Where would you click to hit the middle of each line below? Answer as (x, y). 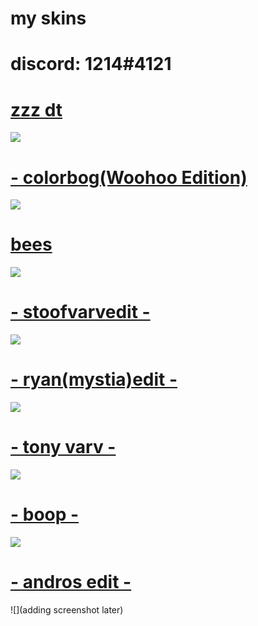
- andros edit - (71, 582)
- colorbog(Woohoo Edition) (129, 177)
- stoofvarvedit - (80, 312)
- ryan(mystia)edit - (94, 379)
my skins (48, 18)
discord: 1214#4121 (91, 64)
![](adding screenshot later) (67, 609)
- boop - (45, 514)
